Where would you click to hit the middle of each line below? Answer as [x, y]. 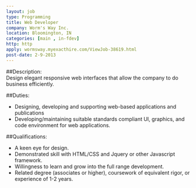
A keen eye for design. [41, 148]
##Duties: [18, 95]
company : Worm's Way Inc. [37, 28]
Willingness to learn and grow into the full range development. [89, 166]
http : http [19, 44]
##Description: [24, 71]
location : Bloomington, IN [39, 33]
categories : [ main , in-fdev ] [43, 39]
